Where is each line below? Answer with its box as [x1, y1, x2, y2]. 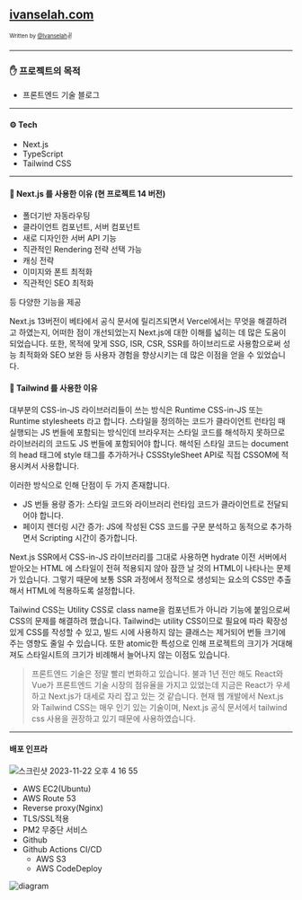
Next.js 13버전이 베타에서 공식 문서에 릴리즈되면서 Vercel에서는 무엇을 [9, 315, 256, 326]
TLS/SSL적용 [22, 813, 70, 824]
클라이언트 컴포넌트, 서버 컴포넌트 [22, 221, 141, 232]
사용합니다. [40, 460, 79, 471]
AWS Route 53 [22, 792, 76, 803]
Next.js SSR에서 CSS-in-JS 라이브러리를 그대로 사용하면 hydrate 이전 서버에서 [9, 551, 288, 562]
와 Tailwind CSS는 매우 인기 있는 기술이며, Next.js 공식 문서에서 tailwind [31, 701, 288, 712]
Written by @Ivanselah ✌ [9, 31, 74, 40]
